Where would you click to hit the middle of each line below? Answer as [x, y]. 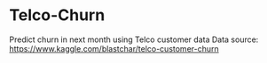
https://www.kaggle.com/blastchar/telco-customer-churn [114, 48]
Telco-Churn [57, 15]
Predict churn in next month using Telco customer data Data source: [134, 39]
